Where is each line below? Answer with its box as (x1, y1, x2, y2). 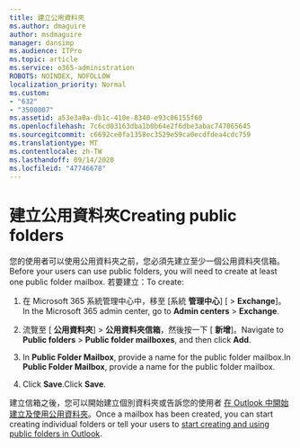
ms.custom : (9, 88, 50, 97)
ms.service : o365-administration (9, 64, 135, 73)
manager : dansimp (9, 38, 75, 48)
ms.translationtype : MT (9, 139, 99, 148)
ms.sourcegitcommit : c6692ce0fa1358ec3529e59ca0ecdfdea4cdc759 (9, 130, 251, 139)
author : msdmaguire (9, 30, 83, 39)
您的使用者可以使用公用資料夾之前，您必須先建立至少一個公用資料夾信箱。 (9, 255, 285, 266)
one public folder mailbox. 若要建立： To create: (9, 276, 184, 288)
